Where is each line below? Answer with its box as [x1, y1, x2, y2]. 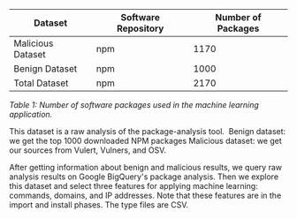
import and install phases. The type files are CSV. [9, 200, 188, 210]
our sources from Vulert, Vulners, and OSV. [9, 145, 166, 155]
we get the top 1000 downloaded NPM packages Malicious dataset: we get [9, 136, 283, 146]
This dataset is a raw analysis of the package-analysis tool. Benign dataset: [9, 126, 286, 136]
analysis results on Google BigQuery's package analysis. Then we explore [9, 171, 279, 182]
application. [9, 109, 53, 119]
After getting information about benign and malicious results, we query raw [9, 162, 283, 172]
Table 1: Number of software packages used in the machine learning [9, 100, 259, 109]
